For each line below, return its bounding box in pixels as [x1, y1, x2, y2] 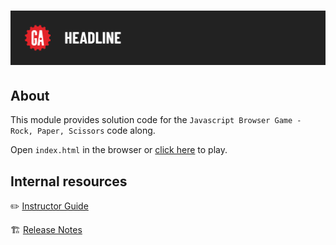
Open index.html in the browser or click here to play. [10, 144, 228, 156]
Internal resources [10, 173, 128, 190]
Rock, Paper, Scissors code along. [10, 125, 156, 137]
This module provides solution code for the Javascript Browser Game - [10, 114, 302, 126]
